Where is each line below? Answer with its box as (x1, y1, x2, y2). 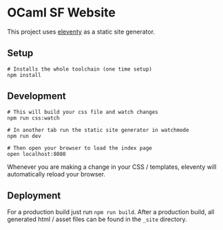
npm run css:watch (7, 115, 60, 122)
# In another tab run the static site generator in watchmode (7, 126, 189, 133)
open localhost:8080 (7, 150, 67, 157)
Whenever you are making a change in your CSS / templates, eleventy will (7, 163, 217, 171)
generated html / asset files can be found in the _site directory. (7, 215, 187, 224)
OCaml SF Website (7, 5, 116, 21)
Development (7, 91, 67, 102)
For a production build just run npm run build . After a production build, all (7, 208, 215, 216)
